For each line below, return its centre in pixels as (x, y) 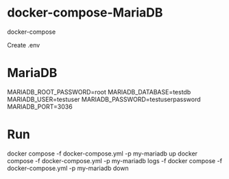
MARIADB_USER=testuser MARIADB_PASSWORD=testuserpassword (104, 99)
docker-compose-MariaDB (85, 13)
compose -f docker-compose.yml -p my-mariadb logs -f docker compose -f (115, 160)
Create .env (24, 45)
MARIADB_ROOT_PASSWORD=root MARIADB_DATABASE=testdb (99, 92)
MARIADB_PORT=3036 (40, 106)
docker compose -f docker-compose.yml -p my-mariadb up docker (102, 154)
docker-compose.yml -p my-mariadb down (68, 168)
